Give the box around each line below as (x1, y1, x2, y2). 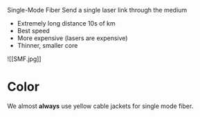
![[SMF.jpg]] (7, 55, 42, 63)
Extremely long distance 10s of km (17, 19, 116, 27)
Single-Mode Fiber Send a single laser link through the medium (7, 6, 188, 14)
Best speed (17, 27, 50, 35)
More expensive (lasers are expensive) (17, 34, 128, 42)
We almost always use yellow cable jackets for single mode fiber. (7, 102, 194, 110)
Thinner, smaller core (17, 42, 78, 49)
